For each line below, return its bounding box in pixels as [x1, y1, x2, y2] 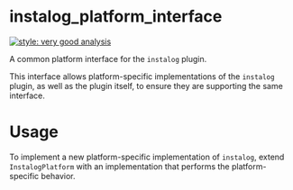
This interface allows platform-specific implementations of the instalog [9, 70, 275, 82]
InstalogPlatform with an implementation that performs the [9, 160, 230, 172]
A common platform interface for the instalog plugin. [9, 53, 207, 64]
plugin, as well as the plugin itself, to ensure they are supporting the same [9, 80, 284, 91]
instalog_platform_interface [9, 6, 223, 27]
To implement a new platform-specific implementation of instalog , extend [9, 151, 285, 162]
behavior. [41, 170, 76, 181]
